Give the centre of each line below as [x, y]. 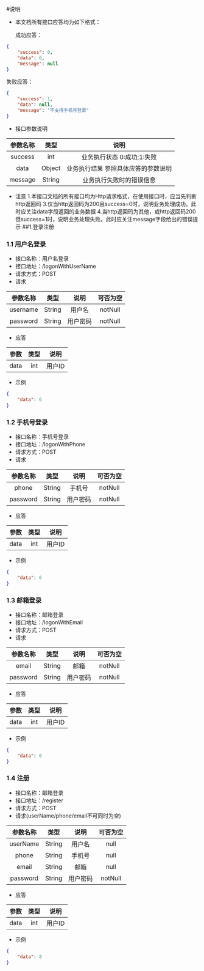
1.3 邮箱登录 [24, 600]
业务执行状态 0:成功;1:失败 [119, 157]
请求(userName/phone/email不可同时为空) [68, 816]
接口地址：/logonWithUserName [55, 266]
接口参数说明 [31, 128]
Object [51, 168]
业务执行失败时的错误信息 [119, 180]
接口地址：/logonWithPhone [50, 444]
